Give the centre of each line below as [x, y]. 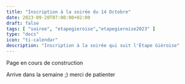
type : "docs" [23, 34]
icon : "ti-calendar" [32, 40]
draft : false [23, 23]
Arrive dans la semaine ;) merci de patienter [61, 74]
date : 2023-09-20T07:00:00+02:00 [48, 18]
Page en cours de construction [45, 63]
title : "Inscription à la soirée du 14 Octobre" [69, 12]
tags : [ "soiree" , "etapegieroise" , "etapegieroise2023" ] [81, 29]
